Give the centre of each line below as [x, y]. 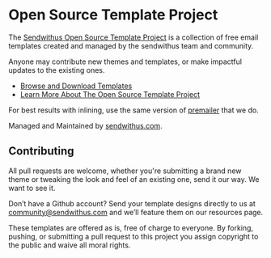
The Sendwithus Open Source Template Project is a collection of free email [133, 37]
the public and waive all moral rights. [70, 245]
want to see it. [32, 188]
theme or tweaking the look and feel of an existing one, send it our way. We [134, 179]
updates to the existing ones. [57, 70]
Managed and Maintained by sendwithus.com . [86, 125]
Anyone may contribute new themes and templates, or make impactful [125, 61]
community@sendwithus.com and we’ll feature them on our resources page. [136, 212]
